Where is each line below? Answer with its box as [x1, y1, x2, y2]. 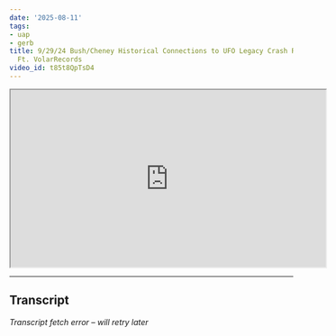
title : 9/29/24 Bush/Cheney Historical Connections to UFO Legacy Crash [9, 47, 288, 56]
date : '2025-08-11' [9, 13, 83, 23]
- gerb [9, 38, 34, 48]
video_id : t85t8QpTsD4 [9, 64, 95, 73]
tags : [9, 22, 30, 31]
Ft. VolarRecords [17, 55, 83, 64]
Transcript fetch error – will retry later [9, 316, 149, 327]
